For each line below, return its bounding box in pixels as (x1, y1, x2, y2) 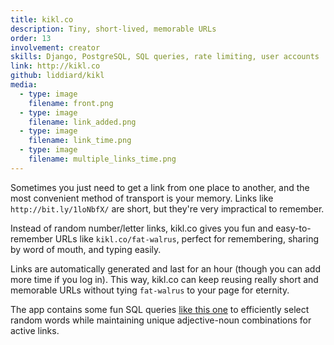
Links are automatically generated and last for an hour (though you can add (10, 262, 322, 275)
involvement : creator (10, 42, 101, 53)
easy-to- (275, 222, 312, 234)
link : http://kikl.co (10, 61, 101, 71)
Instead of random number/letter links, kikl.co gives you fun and (10, 222, 274, 234)
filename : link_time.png (28, 136, 132, 146)
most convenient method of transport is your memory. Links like (10, 192, 274, 204)
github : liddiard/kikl (10, 71, 105, 81)
